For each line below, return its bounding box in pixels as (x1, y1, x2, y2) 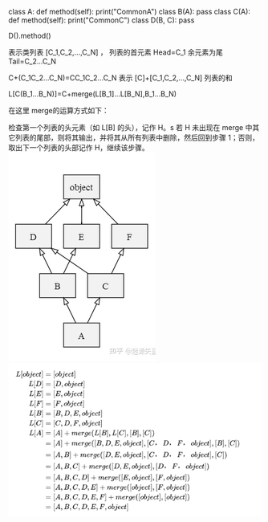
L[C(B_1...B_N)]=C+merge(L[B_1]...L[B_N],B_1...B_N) (8, 89, 177, 99)
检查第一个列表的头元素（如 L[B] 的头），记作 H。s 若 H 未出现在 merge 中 (8, 123, 253, 132)
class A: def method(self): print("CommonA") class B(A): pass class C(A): (8, 7, 251, 16)
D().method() (8, 31, 51, 40)
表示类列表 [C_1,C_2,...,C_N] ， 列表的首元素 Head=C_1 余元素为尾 (8, 47, 223, 57)
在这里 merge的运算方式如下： (8, 106, 110, 115)
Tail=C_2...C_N (8, 56, 57, 66)
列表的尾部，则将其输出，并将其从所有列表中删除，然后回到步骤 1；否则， (14, 133, 259, 142)
